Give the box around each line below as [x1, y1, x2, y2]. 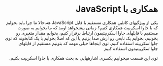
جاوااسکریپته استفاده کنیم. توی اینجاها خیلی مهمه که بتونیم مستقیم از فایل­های [18, 40, 158, 46]
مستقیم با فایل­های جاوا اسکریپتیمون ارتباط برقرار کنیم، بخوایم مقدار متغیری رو [16, 30, 158, 36]
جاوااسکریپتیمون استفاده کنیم [104, 45, 158, 51]
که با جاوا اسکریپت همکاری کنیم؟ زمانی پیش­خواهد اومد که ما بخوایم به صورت [17, 24, 158, 30]
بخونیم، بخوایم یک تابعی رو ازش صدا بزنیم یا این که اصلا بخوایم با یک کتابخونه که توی [4, 35, 158, 41]
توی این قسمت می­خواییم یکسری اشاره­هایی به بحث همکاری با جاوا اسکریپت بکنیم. [9, 55, 158, 61]
